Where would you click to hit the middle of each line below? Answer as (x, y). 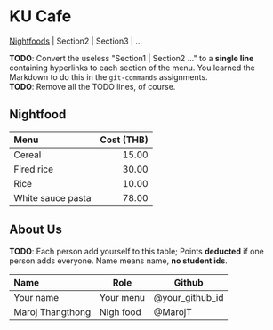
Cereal (28, 155)
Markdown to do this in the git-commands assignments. (108, 76)
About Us (36, 230)
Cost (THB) (124, 140)
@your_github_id (189, 297)
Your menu (122, 297)
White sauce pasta (52, 197)
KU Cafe (40, 16)
